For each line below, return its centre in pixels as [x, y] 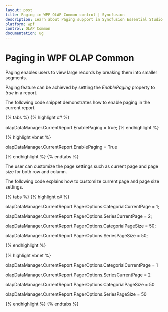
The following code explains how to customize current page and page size [82, 181]
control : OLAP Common [28, 29]
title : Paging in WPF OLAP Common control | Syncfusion [65, 15]
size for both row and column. [36, 171]
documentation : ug [24, 33]
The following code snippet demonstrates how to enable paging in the [78, 102]
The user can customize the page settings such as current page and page [82, 166]
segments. [16, 77]
